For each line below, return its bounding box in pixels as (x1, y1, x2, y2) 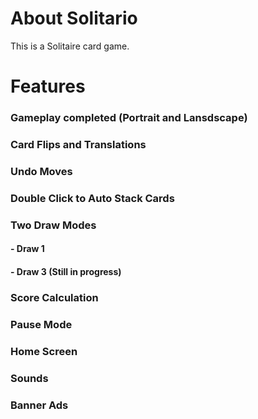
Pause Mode (10, 317, 73, 331)
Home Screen (10, 344, 78, 358)
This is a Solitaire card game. (10, 40, 130, 52)
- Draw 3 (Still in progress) (10, 265, 122, 277)
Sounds (10, 371, 49, 385)
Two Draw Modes (10, 218, 97, 232)
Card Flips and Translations (10, 137, 147, 151)
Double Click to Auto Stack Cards (10, 191, 175, 205)
